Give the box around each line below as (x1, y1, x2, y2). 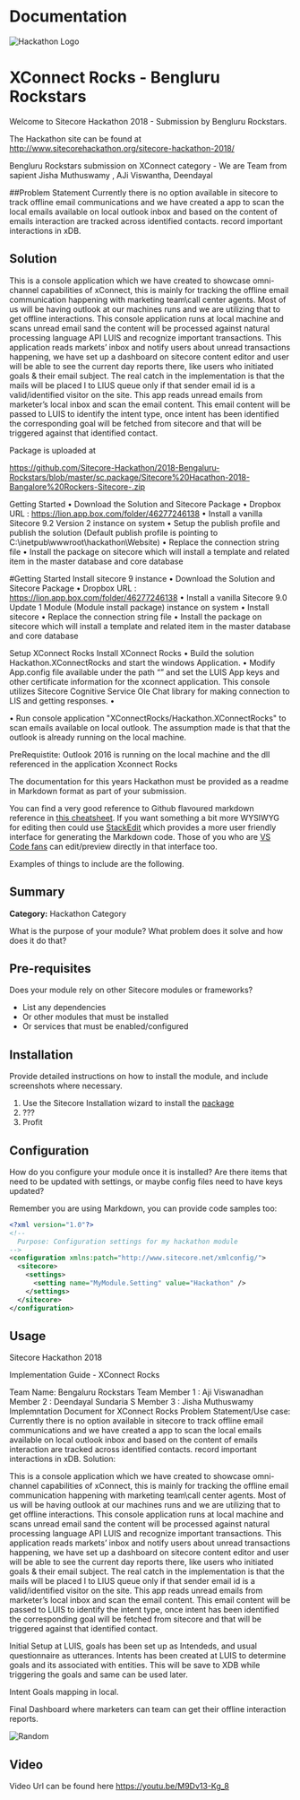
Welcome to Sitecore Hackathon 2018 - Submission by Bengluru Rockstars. (9, 116, 287, 126)
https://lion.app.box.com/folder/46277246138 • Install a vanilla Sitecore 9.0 (9, 592, 288, 602)
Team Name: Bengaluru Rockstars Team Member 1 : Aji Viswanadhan (9, 1387, 264, 1398)
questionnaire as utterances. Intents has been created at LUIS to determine (9, 1650, 287, 1661)
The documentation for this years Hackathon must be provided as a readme (9, 775, 289, 786)
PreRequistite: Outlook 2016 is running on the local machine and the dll (9, 749, 270, 759)
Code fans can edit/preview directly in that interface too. (9, 841, 218, 852)
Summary (9, 885, 65, 900)
